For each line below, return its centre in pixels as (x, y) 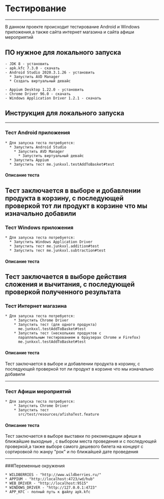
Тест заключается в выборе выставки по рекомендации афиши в (73, 436)
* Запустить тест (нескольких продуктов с (58, 333)
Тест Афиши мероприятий (38, 391)
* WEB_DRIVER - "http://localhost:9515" (47, 483)
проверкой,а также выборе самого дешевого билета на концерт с (74, 447)
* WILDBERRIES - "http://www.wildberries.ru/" (53, 475)
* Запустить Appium (29, 160)
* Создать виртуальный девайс (40, 81)
